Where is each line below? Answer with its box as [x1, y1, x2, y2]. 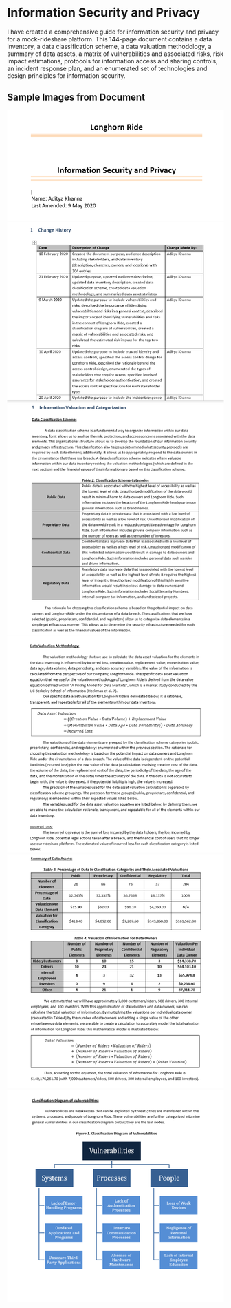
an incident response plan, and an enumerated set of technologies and [7, 64, 208, 72]
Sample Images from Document [7, 92, 146, 103]
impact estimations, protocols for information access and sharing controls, [7, 57, 218, 65]
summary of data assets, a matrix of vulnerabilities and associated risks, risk [7, 50, 224, 58]
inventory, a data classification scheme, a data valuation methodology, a [7, 42, 212, 50]
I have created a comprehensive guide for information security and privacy [7, 28, 219, 36]
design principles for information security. [7, 71, 126, 80]
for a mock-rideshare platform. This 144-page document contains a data [7, 34, 212, 43]
